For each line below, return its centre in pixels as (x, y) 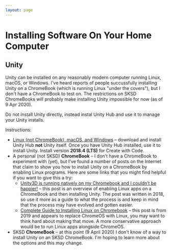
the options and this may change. (48, 243)
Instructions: (18, 130)
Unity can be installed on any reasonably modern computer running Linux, (83, 77)
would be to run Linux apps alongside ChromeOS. (72, 226)
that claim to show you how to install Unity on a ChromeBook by (80, 167)
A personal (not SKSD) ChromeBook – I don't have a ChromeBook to (85, 156)
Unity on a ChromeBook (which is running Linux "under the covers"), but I (83, 88)
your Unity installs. (25, 120)
